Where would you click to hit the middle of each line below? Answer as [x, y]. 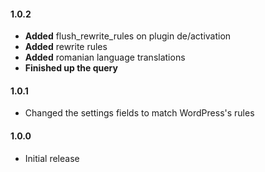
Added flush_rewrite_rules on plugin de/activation [128, 36]
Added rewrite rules [66, 47]
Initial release [52, 158]
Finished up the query [71, 68]
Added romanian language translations [105, 57]
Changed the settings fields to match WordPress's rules [139, 113]
